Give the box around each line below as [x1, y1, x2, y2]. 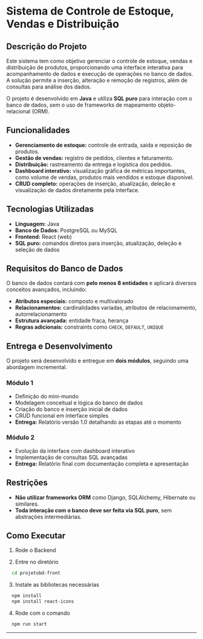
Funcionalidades [6, 125, 71, 136]
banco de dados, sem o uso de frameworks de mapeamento [6, 101, 157, 109]
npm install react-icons [11, 598, 74, 604]
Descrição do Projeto [6, 41, 87, 52]
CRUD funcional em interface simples [14, 412, 109, 419]
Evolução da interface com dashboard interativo [14, 447, 135, 454]
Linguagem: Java [14, 220, 59, 227]
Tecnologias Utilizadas [6, 204, 94, 215]
